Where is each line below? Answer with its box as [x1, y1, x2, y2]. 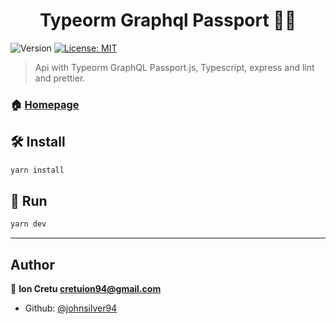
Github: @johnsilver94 [24, 302, 118, 314]
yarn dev [10, 219, 47, 229]
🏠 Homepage [10, 97, 80, 111]
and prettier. [34, 72, 86, 84]
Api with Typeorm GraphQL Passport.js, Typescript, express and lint [34, 61, 315, 73]
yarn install [10, 165, 65, 175]
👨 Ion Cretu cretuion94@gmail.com [10, 283, 162, 295]
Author [10, 256, 55, 273]
